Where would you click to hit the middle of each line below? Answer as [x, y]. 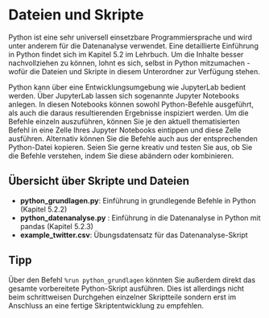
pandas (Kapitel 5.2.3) [57, 226]
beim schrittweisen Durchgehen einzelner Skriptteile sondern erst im [122, 297]
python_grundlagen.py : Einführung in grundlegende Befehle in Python [138, 200]
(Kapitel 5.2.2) [43, 209]
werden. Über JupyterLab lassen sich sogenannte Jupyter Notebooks [124, 95]
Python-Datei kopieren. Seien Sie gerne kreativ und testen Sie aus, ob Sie [130, 147]
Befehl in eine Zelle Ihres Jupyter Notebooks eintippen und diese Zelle [125, 130]
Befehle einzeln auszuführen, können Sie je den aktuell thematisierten [124, 121]
